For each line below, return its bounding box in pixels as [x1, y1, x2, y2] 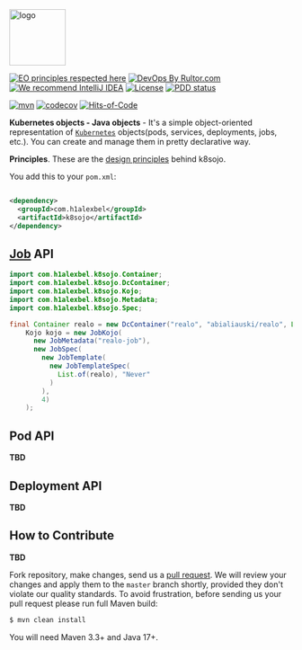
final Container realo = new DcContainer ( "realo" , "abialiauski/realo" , [9, 319, 288, 329]
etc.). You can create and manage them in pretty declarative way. [9, 137, 252, 147]
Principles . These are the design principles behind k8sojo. [9, 154, 226, 165]
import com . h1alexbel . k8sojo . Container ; [9, 270, 164, 280]
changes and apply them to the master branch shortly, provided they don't [9, 579, 284, 590]
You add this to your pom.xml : [9, 171, 117, 182]
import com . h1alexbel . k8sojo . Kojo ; [9, 287, 143, 296]
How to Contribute [9, 528, 115, 543]
